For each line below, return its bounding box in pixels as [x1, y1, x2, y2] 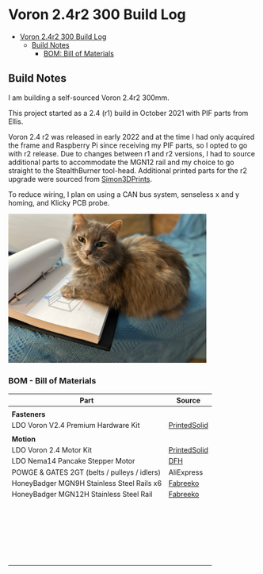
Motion [11, 434, 36, 444]
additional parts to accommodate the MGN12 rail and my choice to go [8, 157, 235, 167]
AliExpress [168, 467, 204, 477]
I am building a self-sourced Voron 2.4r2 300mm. [8, 93, 170, 102]
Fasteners [11, 410, 46, 419]
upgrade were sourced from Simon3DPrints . [8, 174, 153, 183]
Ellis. [8, 117, 24, 126]
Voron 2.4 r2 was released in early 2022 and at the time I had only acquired [8, 132, 255, 141]
